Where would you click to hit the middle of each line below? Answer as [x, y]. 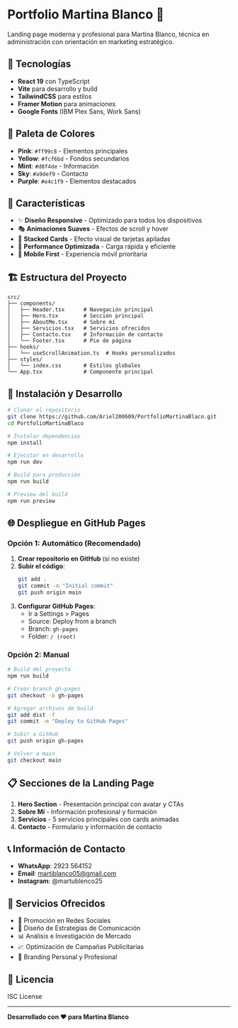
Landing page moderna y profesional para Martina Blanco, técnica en [108, 34]
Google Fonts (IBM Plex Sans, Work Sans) [79, 111]
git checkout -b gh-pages [45, 696]
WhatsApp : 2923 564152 [55, 866]
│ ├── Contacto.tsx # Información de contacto [85, 335]
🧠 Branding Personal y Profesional [67, 957]
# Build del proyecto [39, 670]
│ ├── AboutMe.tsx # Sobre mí [61, 323]
